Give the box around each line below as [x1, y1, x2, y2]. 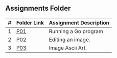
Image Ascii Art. [49, 44, 87, 51]
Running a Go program [49, 27, 103, 35]
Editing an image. [49, 36, 90, 43]
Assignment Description [49, 19, 110, 26]
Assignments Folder [5, 4, 71, 13]
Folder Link [16, 19, 44, 26]
